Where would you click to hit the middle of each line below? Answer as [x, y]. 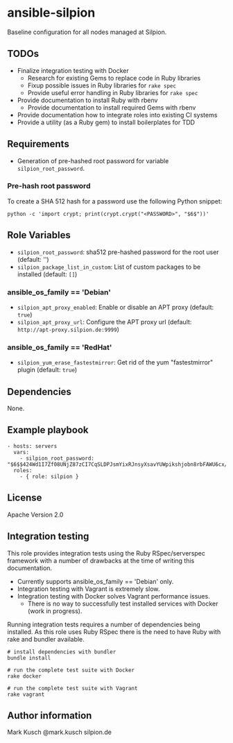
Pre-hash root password [49, 186]
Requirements [38, 144]
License [25, 498]
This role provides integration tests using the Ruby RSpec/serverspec [106, 553]
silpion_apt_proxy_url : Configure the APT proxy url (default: [104, 322]
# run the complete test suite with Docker [71, 670]
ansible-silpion [51, 13]
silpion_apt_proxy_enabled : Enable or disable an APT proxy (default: [115, 307]
